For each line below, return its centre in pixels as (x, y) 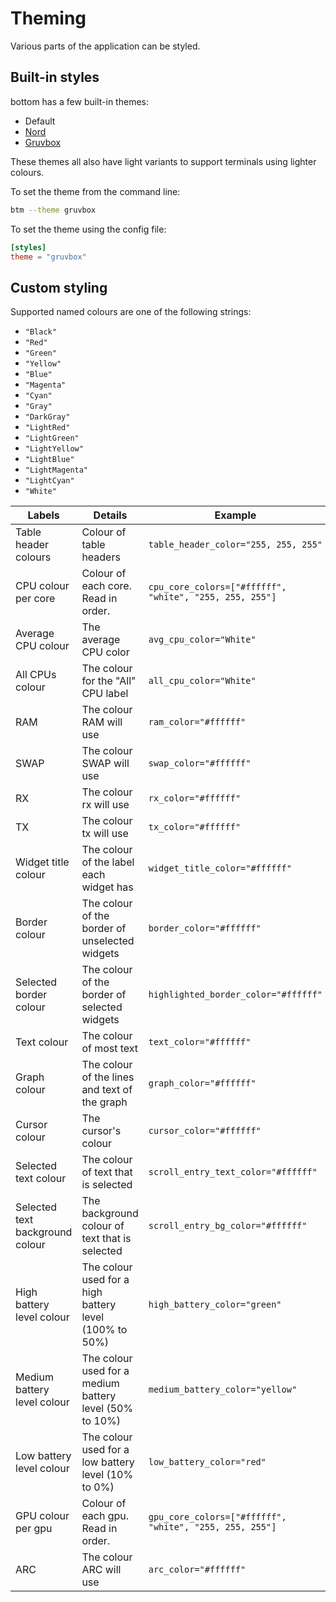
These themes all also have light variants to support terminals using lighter (163, 161)
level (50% (107, 1409)
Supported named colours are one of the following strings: (131, 312)
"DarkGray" (47, 417)
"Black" (40, 332)
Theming (48, 18)
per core (35, 599)
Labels (43, 515)
